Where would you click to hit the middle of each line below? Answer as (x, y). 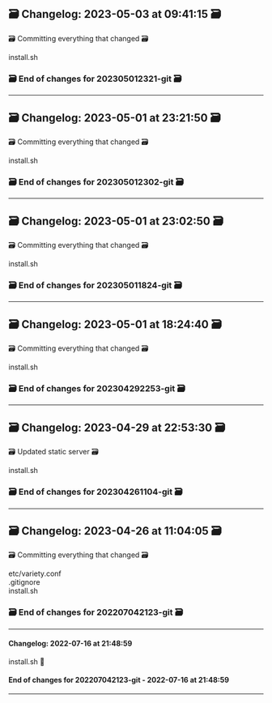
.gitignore (24, 582)
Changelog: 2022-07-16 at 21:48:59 (70, 644)
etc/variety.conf (35, 573)
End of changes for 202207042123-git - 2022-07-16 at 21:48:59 (119, 680)
